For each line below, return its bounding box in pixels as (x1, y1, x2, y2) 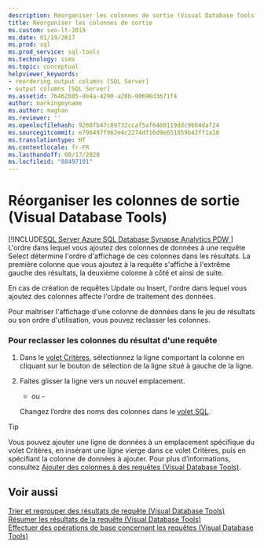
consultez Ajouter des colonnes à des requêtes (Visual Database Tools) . (8, 462, 242, 472)
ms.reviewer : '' (8, 114, 61, 122)
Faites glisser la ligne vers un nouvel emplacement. (19, 376, 185, 386)
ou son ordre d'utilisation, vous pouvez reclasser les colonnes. (8, 316, 211, 325)
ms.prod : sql (8, 41, 51, 49)
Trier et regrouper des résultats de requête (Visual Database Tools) (8, 506, 225, 516)
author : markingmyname (8, 99, 82, 107)
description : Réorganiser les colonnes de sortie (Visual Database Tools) (8, 11, 258, 20)
